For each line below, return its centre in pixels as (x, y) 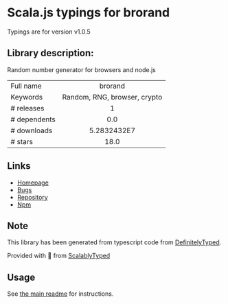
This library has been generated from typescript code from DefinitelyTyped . (114, 242)
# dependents (33, 119)
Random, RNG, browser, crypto (112, 97)
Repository (32, 197)
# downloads (32, 130)
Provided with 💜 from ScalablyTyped (59, 256)
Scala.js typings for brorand (89, 13)
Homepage (33, 183)
